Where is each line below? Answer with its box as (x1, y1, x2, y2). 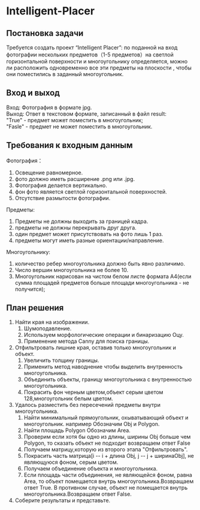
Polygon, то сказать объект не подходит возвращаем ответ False (23, 439, 190, 447)
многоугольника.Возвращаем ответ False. (23, 490, 132, 498)
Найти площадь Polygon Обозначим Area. (23, 427, 131, 434)
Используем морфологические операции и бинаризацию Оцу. (23, 331, 184, 339)
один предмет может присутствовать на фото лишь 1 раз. (14, 230, 163, 237)
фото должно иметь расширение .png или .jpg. (14, 175, 135, 182)
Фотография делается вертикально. (14, 182, 108, 189)
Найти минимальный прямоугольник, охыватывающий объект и (23, 414, 189, 421)
